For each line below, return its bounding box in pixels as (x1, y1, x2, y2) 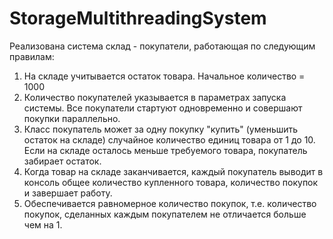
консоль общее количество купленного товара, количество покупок (23, 176, 319, 188)
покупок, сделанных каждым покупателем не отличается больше (23, 208, 307, 220)
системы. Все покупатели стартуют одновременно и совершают (23, 102, 303, 114)
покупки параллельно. (23, 112, 121, 124)
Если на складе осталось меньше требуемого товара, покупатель (23, 144, 308, 156)
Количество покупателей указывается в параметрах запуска (23, 91, 287, 103)
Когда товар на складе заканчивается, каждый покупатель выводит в (23, 165, 324, 177)
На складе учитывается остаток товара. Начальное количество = (23, 70, 306, 82)
